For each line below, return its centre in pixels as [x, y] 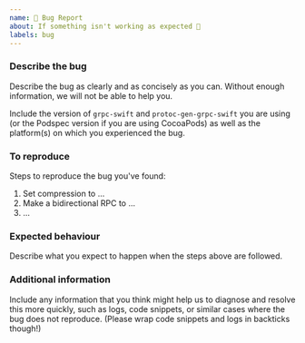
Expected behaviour [55, 236]
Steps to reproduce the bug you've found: [88, 176]
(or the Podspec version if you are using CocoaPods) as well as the [135, 122]
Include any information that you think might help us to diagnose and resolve [152, 299]
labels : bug [32, 34]
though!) [25, 328]
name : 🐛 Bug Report [46, 18]
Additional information [60, 279]
